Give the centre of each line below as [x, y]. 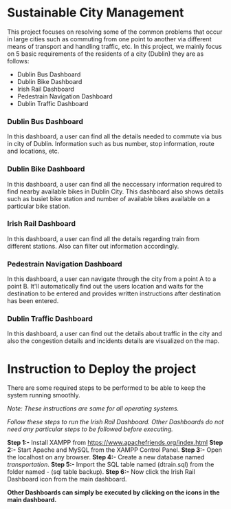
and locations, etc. [33, 151]
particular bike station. [39, 206]
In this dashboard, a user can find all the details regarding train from [103, 238]
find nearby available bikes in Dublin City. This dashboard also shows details [115, 191]
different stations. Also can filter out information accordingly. [93, 246]
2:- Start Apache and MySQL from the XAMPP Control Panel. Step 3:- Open [114, 450]
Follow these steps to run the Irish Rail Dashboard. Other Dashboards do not [115, 422]
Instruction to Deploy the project [102, 369]
